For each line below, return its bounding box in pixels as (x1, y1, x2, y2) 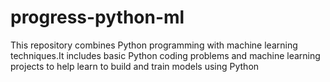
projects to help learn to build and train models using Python (10, 60, 260, 72)
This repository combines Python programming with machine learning (10, 39, 298, 51)
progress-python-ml (10, 6, 185, 29)
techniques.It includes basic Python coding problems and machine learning (10, 49, 321, 61)
